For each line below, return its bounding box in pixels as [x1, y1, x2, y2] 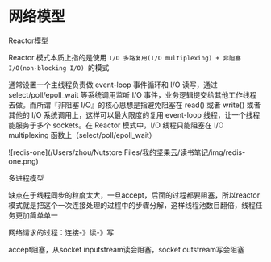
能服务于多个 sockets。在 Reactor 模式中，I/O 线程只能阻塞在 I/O [8, 120, 224, 130]
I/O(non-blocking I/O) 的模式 [8, 62, 110, 73]
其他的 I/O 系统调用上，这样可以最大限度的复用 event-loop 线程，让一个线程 [8, 110, 261, 119]
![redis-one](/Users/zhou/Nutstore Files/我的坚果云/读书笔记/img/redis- [8, 147, 246, 157]
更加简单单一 [15, 210, 58, 220]
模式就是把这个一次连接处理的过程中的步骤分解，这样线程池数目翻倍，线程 [8, 200, 256, 210]
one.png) [8, 156, 39, 166]
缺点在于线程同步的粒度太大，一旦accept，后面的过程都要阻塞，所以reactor [8, 190, 261, 200]
